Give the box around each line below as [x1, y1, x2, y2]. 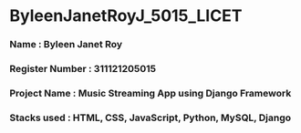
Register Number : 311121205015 [9, 63, 157, 76]
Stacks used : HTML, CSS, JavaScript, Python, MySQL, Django [9, 111, 292, 124]
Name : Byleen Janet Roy [9, 38, 123, 51]
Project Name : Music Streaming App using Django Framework [9, 87, 292, 99]
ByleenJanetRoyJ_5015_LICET [9, 5, 243, 26]
